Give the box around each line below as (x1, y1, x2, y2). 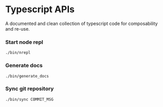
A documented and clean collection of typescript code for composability (5, 20, 158, 26)
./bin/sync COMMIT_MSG (5, 97, 54, 102)
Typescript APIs (5, 4, 75, 15)
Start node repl (5, 38, 43, 45)
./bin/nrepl (5, 50, 31, 56)
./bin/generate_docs (5, 73, 50, 78)
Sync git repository (5, 85, 54, 92)
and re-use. (5, 25, 30, 32)
